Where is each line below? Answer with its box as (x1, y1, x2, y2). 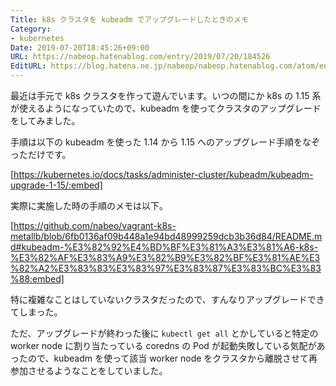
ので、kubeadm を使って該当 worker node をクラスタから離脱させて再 (27, 352, 318, 364)
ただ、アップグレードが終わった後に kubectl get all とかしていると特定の (10, 327, 319, 339)
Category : (10, 24, 52, 34)
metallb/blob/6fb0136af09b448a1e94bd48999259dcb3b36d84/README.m (10, 231, 323, 242)
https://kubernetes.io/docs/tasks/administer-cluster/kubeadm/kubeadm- (13, 169, 314, 180)
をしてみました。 (10, 115, 81, 126)
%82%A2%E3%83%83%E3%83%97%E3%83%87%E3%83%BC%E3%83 (10, 262, 322, 274)
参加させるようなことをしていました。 (10, 365, 168, 376)
